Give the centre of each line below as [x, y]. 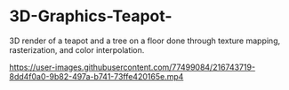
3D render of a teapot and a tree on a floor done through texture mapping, [145, 41]
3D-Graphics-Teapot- [91, 16]
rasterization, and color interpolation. [77, 49]
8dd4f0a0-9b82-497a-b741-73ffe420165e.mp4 [96, 76]
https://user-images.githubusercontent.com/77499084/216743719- [132, 67]
